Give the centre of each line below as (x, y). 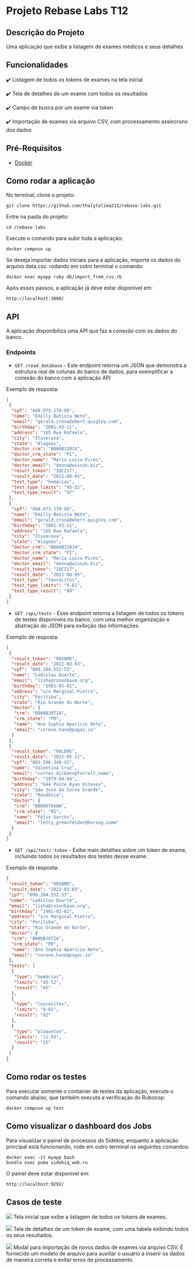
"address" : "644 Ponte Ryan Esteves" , (59, 784)
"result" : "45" (32, 988)
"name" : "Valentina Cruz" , (44, 768)
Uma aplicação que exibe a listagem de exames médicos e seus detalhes (95, 46)
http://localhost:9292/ (35, 1184)
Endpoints (21, 352)
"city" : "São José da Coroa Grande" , (58, 790)
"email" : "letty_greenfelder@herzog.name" (66, 822)
